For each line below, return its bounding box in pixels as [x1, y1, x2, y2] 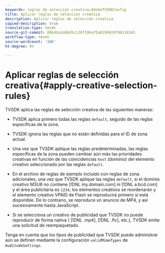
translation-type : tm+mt [5, 26, 56, 31]
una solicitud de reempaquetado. [12, 222, 80, 228]
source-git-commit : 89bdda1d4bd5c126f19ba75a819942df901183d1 [5, 30, 135, 35]
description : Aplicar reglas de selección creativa [5, 16, 113, 21]
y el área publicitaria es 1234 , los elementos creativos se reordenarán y [12, 187, 156, 192]
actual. [12, 136, 26, 142]
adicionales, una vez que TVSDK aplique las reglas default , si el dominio [12, 176, 160, 182]
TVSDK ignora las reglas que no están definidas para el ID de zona [12, 131, 148, 137]
